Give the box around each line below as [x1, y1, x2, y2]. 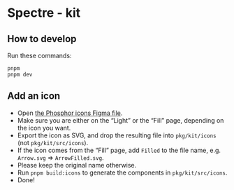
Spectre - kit [7, 5, 81, 21]
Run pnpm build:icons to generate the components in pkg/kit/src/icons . [17, 168, 228, 177]
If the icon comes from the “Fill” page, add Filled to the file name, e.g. [17, 146, 221, 154]
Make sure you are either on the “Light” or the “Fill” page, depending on [17, 116, 224, 124]
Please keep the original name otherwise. [17, 161, 137, 169]
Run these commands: [7, 51, 72, 60]
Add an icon [7, 90, 61, 102]
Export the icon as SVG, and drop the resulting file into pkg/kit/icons [17, 131, 217, 140]
